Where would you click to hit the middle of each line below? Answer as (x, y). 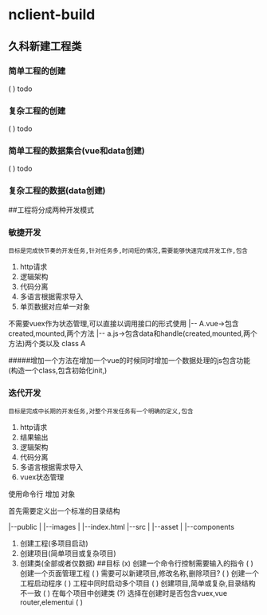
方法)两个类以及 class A (47, 344)
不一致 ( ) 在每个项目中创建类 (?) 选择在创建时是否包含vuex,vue (124, 593)
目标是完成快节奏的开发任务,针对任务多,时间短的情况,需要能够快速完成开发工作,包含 (128, 251)
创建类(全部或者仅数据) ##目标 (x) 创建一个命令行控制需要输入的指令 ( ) (136, 563)
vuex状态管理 (42, 477)
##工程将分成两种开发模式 (51, 210)
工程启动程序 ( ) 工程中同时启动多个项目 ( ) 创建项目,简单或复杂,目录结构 (137, 583)
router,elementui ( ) (51, 602)
